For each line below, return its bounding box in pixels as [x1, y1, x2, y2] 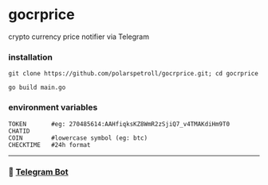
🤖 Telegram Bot [8, 167, 69, 178]
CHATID [8, 127, 30, 135]
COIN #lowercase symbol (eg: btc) [8, 133, 148, 142]
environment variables [8, 102, 98, 113]
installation [8, 52, 53, 63]
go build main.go [8, 83, 66, 92]
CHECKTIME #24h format [8, 141, 91, 148]
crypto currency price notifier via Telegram [8, 32, 150, 41]
